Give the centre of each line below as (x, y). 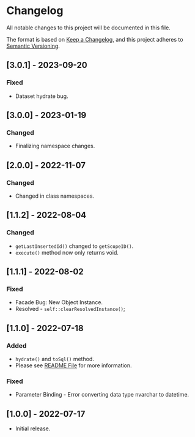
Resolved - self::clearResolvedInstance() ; (70, 309)
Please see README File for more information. (74, 365)
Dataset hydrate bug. (42, 96)
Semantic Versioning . (33, 46)
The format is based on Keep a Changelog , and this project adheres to (95, 39)
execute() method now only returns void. (67, 252)
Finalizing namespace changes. (55, 146)
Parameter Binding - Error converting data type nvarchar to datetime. (102, 395)
